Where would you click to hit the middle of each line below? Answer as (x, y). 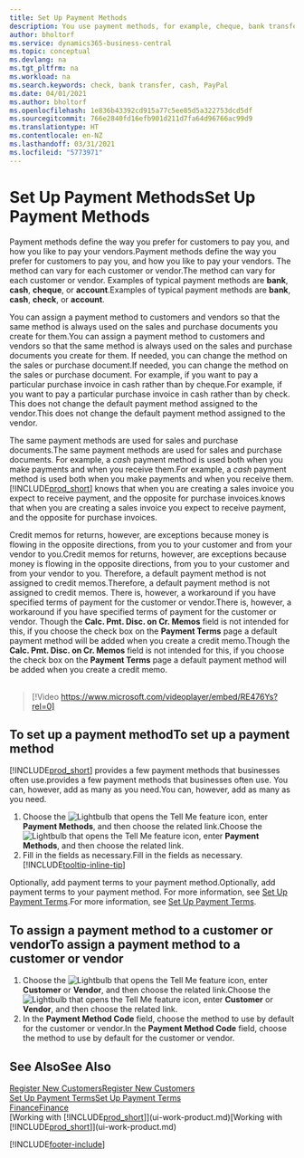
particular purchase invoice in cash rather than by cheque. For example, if (146, 384)
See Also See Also (60, 1066)
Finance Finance (39, 1107)
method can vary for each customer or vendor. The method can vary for (142, 270)
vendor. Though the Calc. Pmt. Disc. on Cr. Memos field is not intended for (149, 621)
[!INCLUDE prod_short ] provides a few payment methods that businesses (145, 770)
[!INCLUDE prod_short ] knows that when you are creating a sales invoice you (152, 488)
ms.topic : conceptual (50, 52)
